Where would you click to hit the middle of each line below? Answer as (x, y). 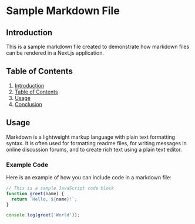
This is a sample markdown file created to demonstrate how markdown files (98, 46)
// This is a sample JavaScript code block (60, 188)
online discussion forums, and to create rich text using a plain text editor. (94, 149)
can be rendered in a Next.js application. (55, 53)
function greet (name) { (35, 193)
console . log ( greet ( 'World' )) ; (43, 215)
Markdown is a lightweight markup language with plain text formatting (90, 137)
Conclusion (28, 104)
